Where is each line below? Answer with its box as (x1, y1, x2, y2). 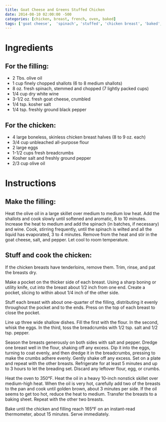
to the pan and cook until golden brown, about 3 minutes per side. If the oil (5, 385, 157, 391)
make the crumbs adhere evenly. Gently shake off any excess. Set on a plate (5, 355, 161, 361)
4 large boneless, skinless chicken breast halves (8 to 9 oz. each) (12, 134, 146, 140)
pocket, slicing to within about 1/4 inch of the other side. (5, 289, 120, 295)
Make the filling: (5, 197, 56, 206)
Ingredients (5, 43, 53, 53)
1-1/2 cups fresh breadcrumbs (12, 150, 74, 156)
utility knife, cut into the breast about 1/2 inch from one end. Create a (5, 284, 145, 290)
